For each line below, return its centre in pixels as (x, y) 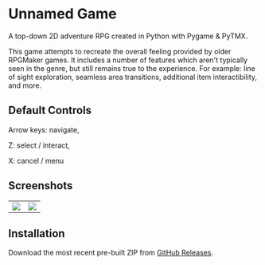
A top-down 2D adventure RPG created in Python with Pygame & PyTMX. (128, 36)
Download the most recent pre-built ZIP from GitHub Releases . (111, 253)
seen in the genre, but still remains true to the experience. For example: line (132, 68)
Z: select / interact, (39, 145)
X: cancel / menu (36, 160)
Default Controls (50, 111)
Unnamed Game (62, 14)
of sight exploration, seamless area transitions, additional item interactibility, (132, 77)
